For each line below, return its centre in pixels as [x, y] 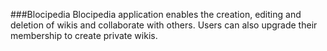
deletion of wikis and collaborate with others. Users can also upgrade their [164, 25]
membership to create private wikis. [84, 35]
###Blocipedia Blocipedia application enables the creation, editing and [156, 14]
